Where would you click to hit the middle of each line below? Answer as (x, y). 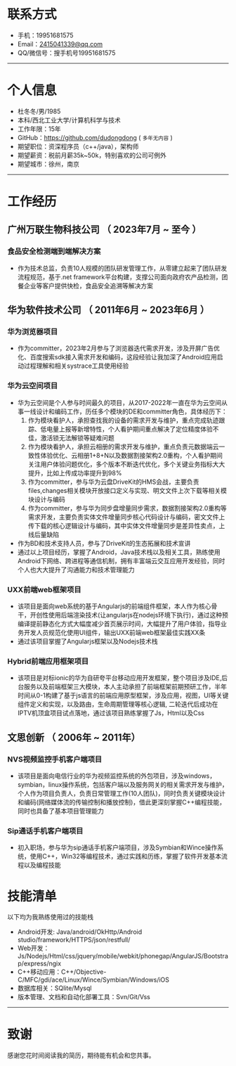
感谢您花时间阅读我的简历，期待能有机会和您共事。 (81, 1055)
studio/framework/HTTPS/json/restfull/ (74, 940)
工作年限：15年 (39, 129)
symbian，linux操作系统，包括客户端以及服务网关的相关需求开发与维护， (123, 785)
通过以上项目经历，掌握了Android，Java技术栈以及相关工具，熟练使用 (119, 552)
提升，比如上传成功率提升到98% (75, 473)
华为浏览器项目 (33, 332)
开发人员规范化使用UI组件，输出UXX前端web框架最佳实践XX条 (114, 633)
